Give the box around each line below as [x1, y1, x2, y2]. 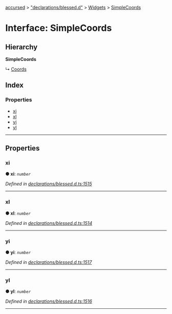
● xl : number [5, 210, 31, 216]
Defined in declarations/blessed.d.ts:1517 [5, 259, 92, 265]
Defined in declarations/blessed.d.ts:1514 [5, 220, 93, 226]
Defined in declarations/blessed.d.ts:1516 [5, 298, 92, 304]
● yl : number [5, 288, 31, 295]
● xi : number [5, 171, 31, 177]
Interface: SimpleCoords [5, 23, 112, 34]
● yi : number [5, 249, 31, 255]
